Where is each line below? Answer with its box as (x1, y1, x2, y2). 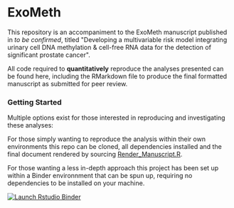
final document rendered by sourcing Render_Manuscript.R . (7, 150, 183, 159)
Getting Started (7, 97, 62, 107)
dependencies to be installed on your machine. (7, 179, 145, 187)
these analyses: (7, 121, 53, 130)
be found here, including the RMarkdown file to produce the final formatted (7, 72, 228, 80)
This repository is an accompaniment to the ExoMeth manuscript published (7, 28, 228, 36)
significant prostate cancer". (7, 51, 90, 59)
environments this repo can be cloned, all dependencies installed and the (7, 142, 222, 151)
